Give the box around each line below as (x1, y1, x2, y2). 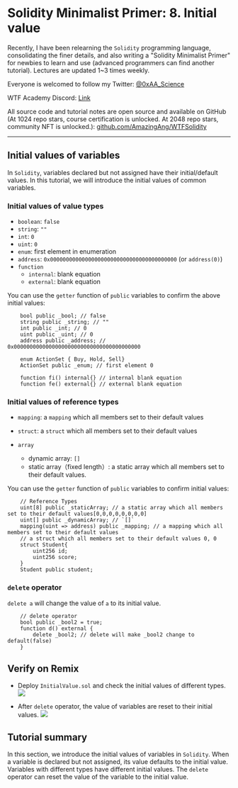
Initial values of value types (7, 201, 104, 210)
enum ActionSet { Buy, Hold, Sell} (20, 356, 125, 363)
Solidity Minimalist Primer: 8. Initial (7, 5, 217, 21)
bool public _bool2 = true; (20, 619, 103, 626)
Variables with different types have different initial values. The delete (7, 765, 209, 774)
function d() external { (20, 625, 93, 632)
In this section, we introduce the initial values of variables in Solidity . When (7, 750, 229, 759)
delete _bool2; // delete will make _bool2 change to (33, 631, 195, 638)
